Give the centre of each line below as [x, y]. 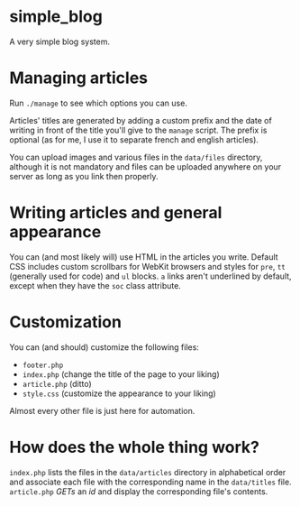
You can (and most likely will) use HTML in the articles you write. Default [144, 257]
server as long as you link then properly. [84, 176]
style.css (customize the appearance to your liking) [119, 393]
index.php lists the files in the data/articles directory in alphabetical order [148, 472]
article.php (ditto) [57, 383]
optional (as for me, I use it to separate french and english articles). [134, 139]
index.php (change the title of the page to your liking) [121, 374]
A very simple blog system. [60, 41]
